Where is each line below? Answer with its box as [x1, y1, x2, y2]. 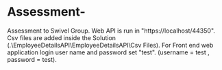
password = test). [7, 55, 57, 63]
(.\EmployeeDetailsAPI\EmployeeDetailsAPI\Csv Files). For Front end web [7, 41, 214, 49]
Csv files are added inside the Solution [7, 33, 116, 41]
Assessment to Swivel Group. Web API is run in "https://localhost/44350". [7, 27, 216, 35]
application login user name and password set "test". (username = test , [7, 48, 210, 56]
